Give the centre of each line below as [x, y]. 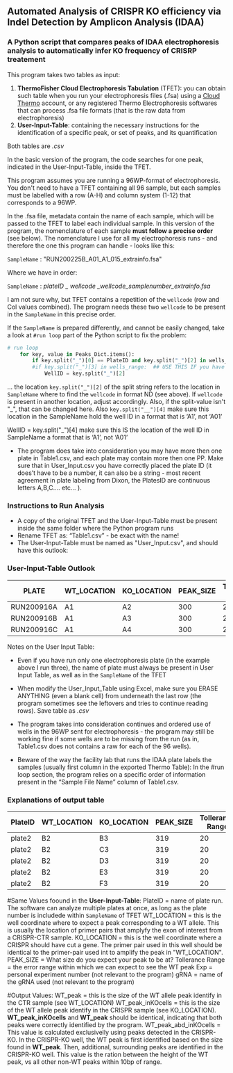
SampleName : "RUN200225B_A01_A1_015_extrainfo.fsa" [85, 259]
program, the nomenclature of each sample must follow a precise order [110, 231]
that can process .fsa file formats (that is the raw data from [101, 110]
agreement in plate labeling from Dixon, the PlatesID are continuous [113, 481]
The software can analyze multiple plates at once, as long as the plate [107, 907]
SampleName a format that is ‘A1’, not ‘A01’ [68, 437]
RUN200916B [34, 618]
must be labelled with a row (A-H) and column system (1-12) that [99, 195]
